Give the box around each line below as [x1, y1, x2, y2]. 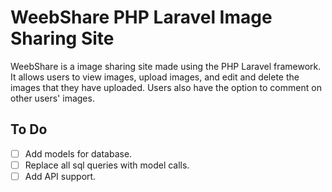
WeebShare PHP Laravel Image [10, 6, 273, 29]
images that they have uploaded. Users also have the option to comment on [10, 81, 322, 93]
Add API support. [24, 170, 97, 182]
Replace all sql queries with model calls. [24, 159, 190, 171]
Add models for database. [24, 147, 133, 160]
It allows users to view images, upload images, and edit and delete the [10, 71, 300, 83]
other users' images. [10, 92, 95, 104]
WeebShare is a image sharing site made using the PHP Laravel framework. [10, 60, 322, 72]
